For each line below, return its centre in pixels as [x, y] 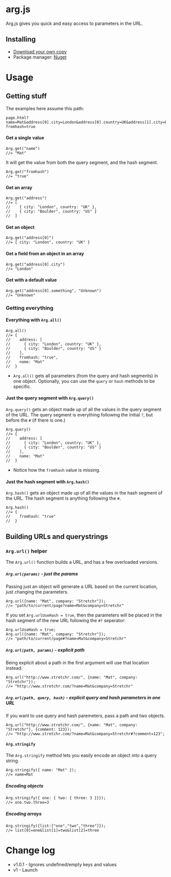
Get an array [19, 187]
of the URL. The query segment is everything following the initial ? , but [79, 415]
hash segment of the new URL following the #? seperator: [66, 620]
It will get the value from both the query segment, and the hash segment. [82, 162]
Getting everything [30, 308]
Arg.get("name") [23, 148]
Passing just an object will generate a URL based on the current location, [82, 586]
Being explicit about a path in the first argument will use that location [77, 662]
